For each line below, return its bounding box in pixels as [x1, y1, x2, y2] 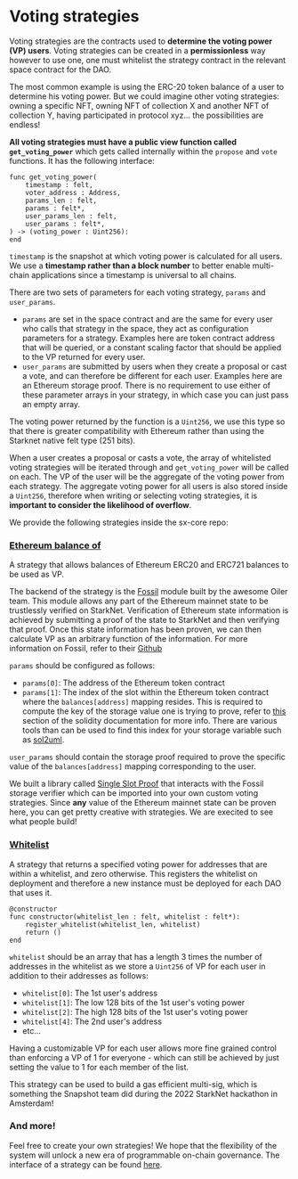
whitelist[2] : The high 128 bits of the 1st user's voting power [21, 1006, 248, 1017]
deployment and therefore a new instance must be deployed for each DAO [9, 878, 282, 888]
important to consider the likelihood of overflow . [9, 499, 192, 510]
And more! [9, 1120, 56, 1133]
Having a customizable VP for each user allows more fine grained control [9, 1043, 278, 1053]
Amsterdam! [9, 1098, 54, 1109]
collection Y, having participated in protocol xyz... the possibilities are [9, 110, 264, 120]
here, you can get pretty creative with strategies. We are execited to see [9, 806, 274, 817]
